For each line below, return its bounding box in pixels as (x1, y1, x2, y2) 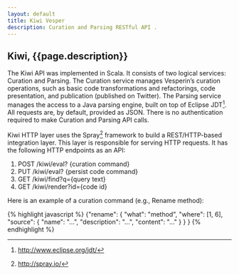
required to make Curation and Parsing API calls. (7, 115, 149, 124)
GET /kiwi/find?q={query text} (17, 175, 106, 183)
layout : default (7, 10, 55, 18)
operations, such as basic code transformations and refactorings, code (7, 84, 216, 93)
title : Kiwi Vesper (7, 17, 65, 24)
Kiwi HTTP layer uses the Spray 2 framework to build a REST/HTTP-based (7, 129, 223, 139)
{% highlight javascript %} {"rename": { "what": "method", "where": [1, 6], (7, 209, 223, 218)
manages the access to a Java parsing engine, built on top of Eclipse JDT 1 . (7, 99, 227, 109)
